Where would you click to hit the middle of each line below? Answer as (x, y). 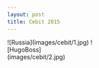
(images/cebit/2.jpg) (36, 57)
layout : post (26, 14)
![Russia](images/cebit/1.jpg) (48, 42)
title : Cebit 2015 (34, 22)
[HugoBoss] (24, 49)
